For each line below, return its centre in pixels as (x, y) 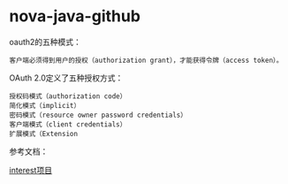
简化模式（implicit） (45, 105)
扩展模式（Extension (43, 134)
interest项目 (31, 170)
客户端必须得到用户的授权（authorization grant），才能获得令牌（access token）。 (146, 60)
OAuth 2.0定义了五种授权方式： (66, 78)
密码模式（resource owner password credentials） (98, 115)
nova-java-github (75, 16)
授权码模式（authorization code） (68, 96)
